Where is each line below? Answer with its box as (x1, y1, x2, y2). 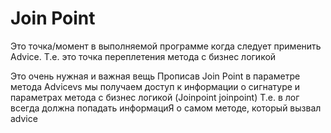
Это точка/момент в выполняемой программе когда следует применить (10, 40, 322, 52)
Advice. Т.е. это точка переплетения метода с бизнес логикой (10, 50, 277, 62)
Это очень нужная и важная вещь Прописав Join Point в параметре (10, 70, 301, 82)
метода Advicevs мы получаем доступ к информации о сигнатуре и (10, 80, 301, 92)
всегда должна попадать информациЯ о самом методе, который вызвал (10, 102, 322, 114)
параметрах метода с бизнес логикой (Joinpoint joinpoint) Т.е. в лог (10, 91, 300, 103)
